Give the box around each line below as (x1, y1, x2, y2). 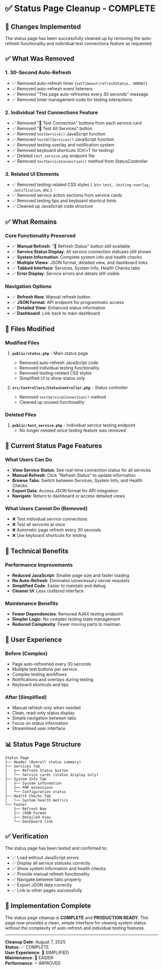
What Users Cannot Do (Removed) (5, 505, 88, 512)
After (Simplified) (5, 694, 47, 701)
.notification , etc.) (12, 187, 52, 193)
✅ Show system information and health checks (12, 865, 106, 871)
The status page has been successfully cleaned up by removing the (5, 35, 141, 41)
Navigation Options (5, 283, 52, 289)
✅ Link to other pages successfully (12, 887, 82, 893)
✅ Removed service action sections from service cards (12, 192, 122, 198)
